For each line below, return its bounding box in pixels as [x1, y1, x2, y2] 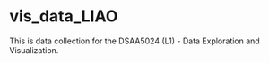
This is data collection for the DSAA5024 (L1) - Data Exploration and [9, 35, 260, 46]
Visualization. [9, 44, 59, 55]
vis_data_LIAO [9, 6, 118, 27]
